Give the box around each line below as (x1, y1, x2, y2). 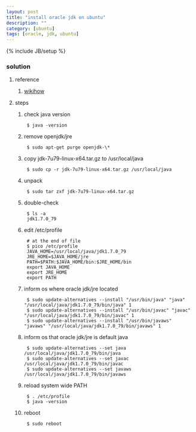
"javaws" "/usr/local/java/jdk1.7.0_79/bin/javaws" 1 (23, 323, 161, 330)
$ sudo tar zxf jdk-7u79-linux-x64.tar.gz (26, 189, 135, 195)
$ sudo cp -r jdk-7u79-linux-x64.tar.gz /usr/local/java (26, 167, 172, 173)
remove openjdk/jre (23, 133, 73, 140)
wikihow (23, 87, 45, 95)
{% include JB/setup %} (6, 47, 66, 55)
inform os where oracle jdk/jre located (23, 285, 119, 292)
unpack (23, 177, 43, 185)
